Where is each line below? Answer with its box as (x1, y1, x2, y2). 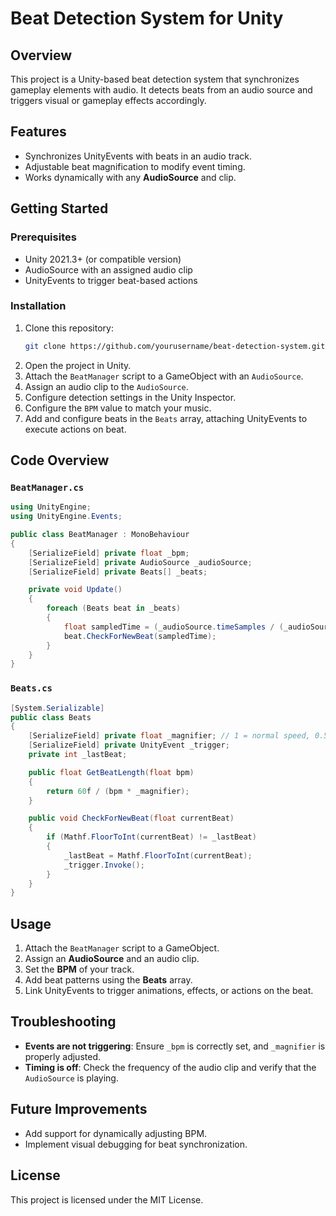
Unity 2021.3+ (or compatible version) (24, 253, 182, 265)
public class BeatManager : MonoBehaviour (10, 530, 190, 540)
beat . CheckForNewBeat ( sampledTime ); (63, 631, 217, 641)
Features (10, 123, 67, 141)
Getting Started (10, 200, 109, 217)
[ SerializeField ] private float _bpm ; (28, 548, 190, 558)
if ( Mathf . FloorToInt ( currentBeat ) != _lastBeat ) (46, 832, 257, 842)
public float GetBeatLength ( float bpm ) (28, 767, 195, 777)
